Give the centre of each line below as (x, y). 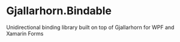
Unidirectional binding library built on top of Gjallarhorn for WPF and (90, 27)
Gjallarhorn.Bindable (59, 11)
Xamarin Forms (25, 33)
